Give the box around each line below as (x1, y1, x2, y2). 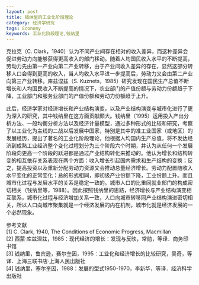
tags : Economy (6, 25, 41, 31)
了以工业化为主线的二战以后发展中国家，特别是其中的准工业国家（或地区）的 (6, 127, 193, 134)
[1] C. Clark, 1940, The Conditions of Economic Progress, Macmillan (6, 228, 172, 235)
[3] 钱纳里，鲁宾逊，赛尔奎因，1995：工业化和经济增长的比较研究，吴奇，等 (6, 250, 192, 257)
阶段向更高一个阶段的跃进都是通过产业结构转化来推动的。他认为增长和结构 (6, 150, 188, 157)
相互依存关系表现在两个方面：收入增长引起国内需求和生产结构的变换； (16, 157, 188, 164)
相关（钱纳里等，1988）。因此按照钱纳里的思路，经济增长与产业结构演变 (11, 186, 187, 194)
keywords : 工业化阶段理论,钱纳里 (6, 31, 80, 37)
